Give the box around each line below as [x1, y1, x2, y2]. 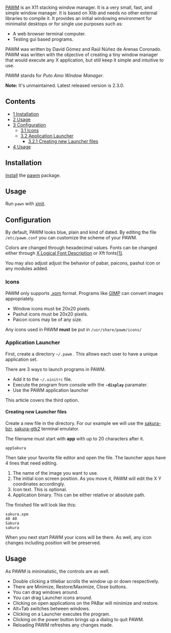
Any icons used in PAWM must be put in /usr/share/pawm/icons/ [5, 326, 142, 332]
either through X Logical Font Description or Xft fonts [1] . [5, 250, 124, 256]
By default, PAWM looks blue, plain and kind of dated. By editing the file [5, 229, 157, 235]
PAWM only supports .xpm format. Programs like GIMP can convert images [5, 290, 164, 296]
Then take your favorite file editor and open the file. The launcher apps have [5, 455, 166, 461]
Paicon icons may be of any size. [12, 316, 83, 323]
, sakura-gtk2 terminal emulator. [12, 426, 80, 432]
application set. [5, 356, 38, 362]
